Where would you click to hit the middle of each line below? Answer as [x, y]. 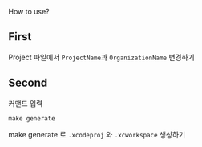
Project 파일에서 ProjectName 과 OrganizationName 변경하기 [101, 57]
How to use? [29, 12]
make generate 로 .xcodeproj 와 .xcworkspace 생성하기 [97, 134]
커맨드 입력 [26, 103]
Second [28, 83]
